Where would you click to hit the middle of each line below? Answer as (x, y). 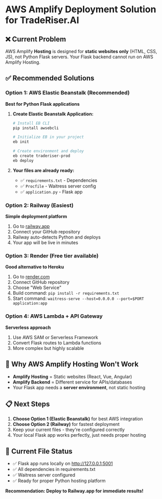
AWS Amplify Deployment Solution (81, 9)
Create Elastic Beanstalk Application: (53, 114)
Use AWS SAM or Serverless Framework (55, 337)
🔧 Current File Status (39, 451)
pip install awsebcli (36, 128)
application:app (30, 303)
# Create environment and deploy (48, 151)
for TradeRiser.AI (42, 20)
